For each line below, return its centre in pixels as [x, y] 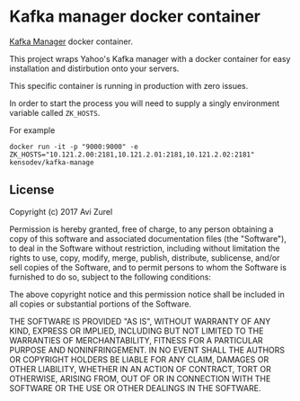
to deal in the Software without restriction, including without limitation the [145, 248]
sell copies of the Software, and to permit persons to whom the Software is [148, 267]
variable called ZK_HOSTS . [55, 112]
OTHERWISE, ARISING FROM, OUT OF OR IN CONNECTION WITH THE [140, 379]
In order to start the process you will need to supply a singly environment [145, 103]
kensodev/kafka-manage [52, 162]
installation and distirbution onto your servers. [94, 68]
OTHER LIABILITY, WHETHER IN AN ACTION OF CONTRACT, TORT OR [140, 369]
